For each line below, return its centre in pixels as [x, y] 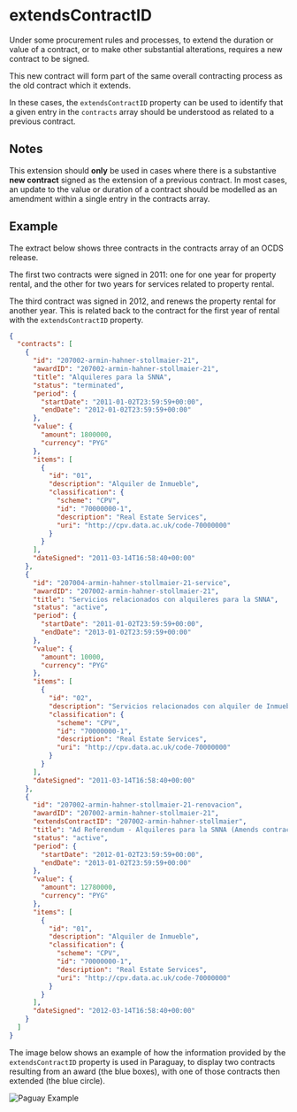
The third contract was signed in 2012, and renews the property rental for [143, 301]
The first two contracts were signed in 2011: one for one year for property [143, 274]
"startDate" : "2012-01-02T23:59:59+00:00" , [122, 854]
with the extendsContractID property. [76, 320]
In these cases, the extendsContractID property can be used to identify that [146, 102]
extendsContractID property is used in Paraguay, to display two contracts [142, 1062]
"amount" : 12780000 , [79, 888]
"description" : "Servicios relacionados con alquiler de [156, 706]
